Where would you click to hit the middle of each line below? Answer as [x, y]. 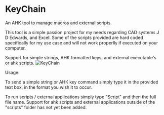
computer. [16, 48]
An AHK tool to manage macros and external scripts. [59, 23]
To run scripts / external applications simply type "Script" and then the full [81, 97]
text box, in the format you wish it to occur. [49, 87]
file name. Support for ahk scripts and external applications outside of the [80, 102]
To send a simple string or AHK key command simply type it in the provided [82, 82]
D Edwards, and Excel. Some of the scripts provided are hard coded [74, 38]
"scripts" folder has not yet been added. [46, 107]
